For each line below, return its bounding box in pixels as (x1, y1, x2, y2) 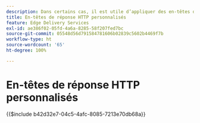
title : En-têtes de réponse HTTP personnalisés (6, 14, 127, 20)
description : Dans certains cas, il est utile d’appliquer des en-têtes (6, 8, 190, 15)
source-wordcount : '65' (6, 42, 65, 48)
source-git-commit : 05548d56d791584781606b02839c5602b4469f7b (6, 31, 164, 37)
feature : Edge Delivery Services (6, 20, 89, 26)
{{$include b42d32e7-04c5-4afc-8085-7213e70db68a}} (6, 111, 146, 118)
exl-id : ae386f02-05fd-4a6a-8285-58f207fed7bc (6, 25, 124, 31)
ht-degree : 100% (6, 48, 46, 53)
